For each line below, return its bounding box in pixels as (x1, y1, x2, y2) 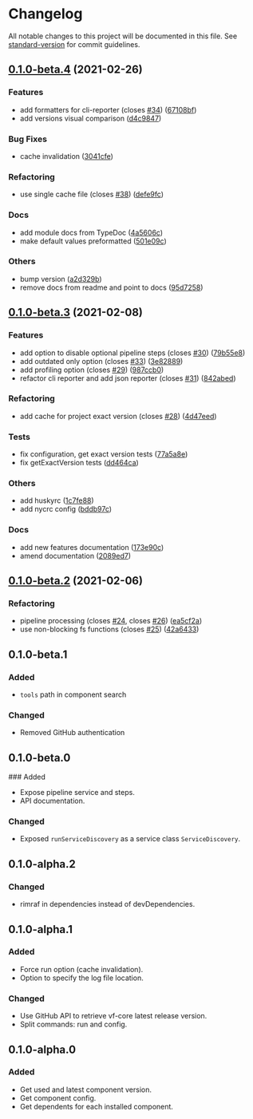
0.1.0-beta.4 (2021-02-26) (8, 63, 143, 77)
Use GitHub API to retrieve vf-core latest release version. (19, 1011, 208, 1021)
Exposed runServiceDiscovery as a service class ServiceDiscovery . (19, 834, 241, 844)
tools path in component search (19, 690, 127, 699)
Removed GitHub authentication (19, 728, 125, 737)
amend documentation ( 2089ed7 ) (19, 551, 132, 560)
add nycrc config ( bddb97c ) (19, 504, 113, 514)
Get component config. (19, 1093, 97, 1102)
